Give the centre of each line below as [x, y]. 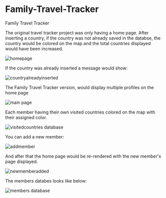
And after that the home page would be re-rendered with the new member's [83, 156]
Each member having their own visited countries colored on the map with [80, 112]
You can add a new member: [35, 136]
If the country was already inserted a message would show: [67, 68]
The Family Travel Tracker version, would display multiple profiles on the [80, 87]
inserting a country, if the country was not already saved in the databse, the [83, 38]
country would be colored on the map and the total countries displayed [78, 43]
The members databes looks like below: [46, 180]
